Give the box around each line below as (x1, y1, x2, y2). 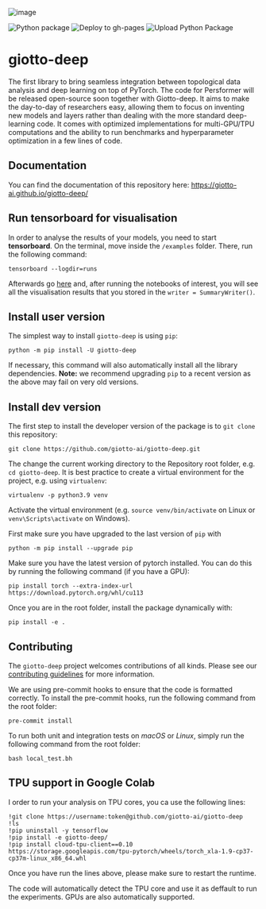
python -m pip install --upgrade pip (8, 545, 133, 553)
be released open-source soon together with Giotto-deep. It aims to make (8, 94, 250, 103)
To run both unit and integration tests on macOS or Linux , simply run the (8, 731, 245, 740)
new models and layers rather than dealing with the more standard (8, 110, 226, 120)
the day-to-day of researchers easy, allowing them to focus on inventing (8, 102, 245, 111)
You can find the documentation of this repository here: (8, 179, 190, 190)
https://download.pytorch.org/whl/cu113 (8, 589, 145, 597)
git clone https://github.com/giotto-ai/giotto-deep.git (8, 445, 201, 453)
